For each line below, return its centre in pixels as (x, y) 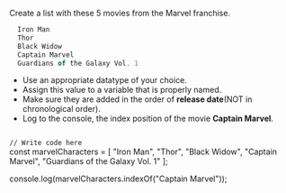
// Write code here (46, 143)
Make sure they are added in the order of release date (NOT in (137, 99)
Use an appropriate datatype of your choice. (104, 80)
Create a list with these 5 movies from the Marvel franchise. (120, 13)
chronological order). (61, 109)
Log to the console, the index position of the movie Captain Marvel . (148, 119)
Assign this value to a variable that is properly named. (122, 90)
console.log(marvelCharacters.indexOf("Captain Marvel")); (118, 179)
